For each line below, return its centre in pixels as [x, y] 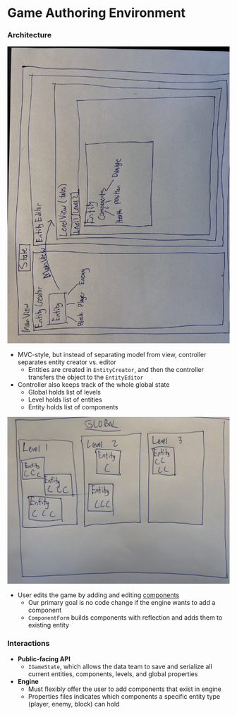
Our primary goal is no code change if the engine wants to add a [122, 603]
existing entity [48, 625]
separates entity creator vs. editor [67, 362]
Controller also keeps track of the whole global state [93, 385]
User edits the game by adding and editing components [98, 595]
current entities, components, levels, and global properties [113, 674]
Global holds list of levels [64, 392]
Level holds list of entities [65, 399]
